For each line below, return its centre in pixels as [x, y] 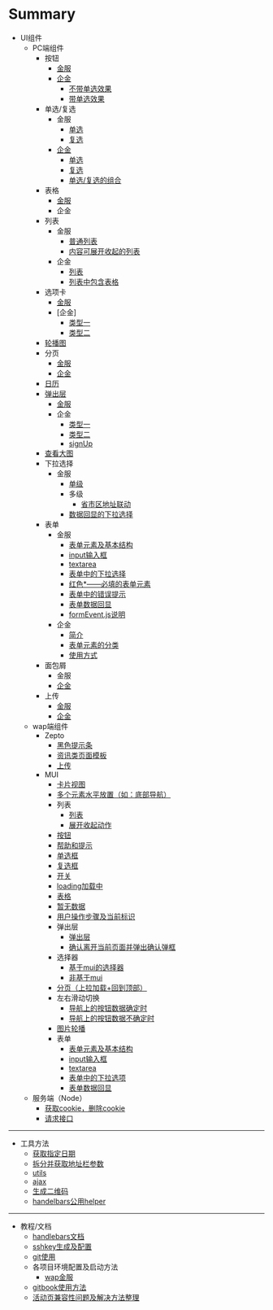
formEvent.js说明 [97, 614]
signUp [81, 443]
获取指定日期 [54, 1153]
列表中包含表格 [94, 282]
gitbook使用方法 [59, 1287]
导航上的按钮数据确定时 [108, 1008]
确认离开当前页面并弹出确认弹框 [122, 947]
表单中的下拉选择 [97, 574]
